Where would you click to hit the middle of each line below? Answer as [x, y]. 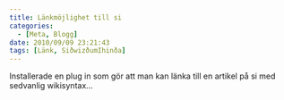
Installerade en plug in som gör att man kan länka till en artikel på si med [142, 76]
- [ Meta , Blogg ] [47, 34]
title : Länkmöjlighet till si [66, 17]
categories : [31, 26]
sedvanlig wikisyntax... [52, 86]
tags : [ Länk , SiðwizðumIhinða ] [68, 51]
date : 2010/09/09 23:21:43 [60, 42]
